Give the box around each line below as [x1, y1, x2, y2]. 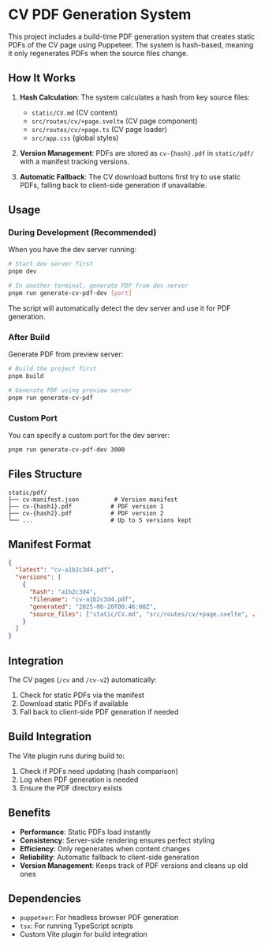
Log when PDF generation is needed [19, 775, 139, 784]
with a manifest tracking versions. [19, 157, 130, 166]
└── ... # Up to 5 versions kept [8, 516, 192, 524]
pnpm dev [8, 267, 37, 276]
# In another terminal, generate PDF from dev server [8, 282, 189, 290]
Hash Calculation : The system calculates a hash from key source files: [19, 92, 250, 102]
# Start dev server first [8, 260, 93, 268]
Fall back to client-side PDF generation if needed [19, 707, 179, 716]
